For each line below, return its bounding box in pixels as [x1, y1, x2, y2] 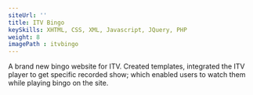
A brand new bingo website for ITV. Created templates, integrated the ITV [8, 62, 245, 71]
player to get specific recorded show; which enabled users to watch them [8, 70, 246, 79]
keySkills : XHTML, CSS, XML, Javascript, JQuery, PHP [8, 26, 188, 33]
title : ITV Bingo [8, 19, 65, 26]
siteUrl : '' [8, 11, 47, 19]
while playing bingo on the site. [8, 79, 109, 88]
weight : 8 [8, 33, 41, 41]
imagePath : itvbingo [8, 40, 79, 48]
